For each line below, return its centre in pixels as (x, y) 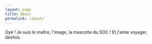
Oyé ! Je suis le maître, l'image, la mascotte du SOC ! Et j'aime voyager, (76, 32)
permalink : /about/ (25, 18)
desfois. (13, 37)
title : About (18, 14)
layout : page (18, 9)
